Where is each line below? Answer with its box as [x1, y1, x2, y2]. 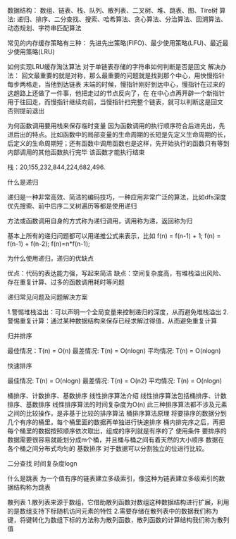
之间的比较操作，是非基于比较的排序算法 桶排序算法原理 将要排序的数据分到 [7, 409, 227, 417]
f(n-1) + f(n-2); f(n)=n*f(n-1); [7, 240, 90, 248]
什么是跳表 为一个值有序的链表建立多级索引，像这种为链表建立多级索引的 [7, 474, 219, 483]
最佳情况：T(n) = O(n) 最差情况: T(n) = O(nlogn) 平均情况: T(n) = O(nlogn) [7, 347, 221, 354]
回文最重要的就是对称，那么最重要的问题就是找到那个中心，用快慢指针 [20, 71, 225, 80]
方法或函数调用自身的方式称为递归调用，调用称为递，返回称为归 [7, 217, 192, 225]
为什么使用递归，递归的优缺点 [7, 254, 94, 262]
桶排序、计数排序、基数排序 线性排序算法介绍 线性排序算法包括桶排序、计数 [7, 392, 227, 399]
